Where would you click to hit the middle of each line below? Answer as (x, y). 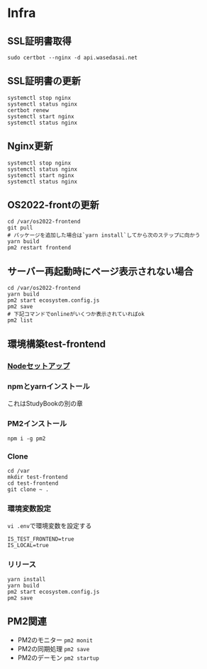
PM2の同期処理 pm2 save (54, 648)
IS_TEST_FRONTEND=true (41, 539)
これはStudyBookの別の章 (45, 403)
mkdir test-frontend (38, 477)
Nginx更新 (30, 146)
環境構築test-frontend (57, 344)
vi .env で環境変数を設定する (50, 525)
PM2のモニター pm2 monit (55, 640)
